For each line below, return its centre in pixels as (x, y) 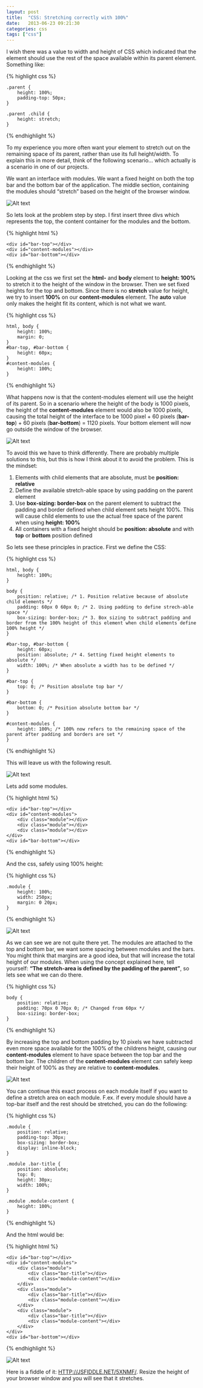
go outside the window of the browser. (55, 429)
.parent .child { (28, 114)
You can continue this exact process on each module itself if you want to (97, 1091)
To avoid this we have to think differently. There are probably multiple (93, 453)
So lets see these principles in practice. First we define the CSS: (86, 547)
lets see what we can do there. (45, 975)
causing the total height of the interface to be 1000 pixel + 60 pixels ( (92, 416)
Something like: (26, 65)
